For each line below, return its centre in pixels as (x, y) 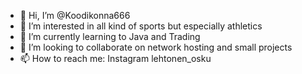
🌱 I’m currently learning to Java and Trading (110, 36)
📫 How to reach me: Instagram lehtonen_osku (115, 58)
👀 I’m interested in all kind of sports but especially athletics (141, 26)
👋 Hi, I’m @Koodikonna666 (75, 15)
